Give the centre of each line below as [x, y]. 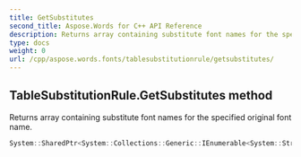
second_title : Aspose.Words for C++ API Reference [106, 26]
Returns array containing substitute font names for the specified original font [150, 117]
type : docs [30, 43]
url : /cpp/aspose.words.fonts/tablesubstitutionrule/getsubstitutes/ [142, 59]
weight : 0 [28, 51]
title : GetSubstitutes [52, 17]
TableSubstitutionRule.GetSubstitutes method [141, 96]
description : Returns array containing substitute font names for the [144, 34]
